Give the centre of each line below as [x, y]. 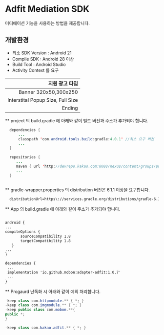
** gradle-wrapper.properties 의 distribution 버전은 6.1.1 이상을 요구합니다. [78, 190]
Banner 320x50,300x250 [48, 92]
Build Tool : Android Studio [39, 64]
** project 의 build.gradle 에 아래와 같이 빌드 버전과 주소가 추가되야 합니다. [77, 120]
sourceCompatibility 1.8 [45, 236]
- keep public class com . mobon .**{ [40, 310]
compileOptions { [23, 232]
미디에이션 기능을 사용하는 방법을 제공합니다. [48, 23]
